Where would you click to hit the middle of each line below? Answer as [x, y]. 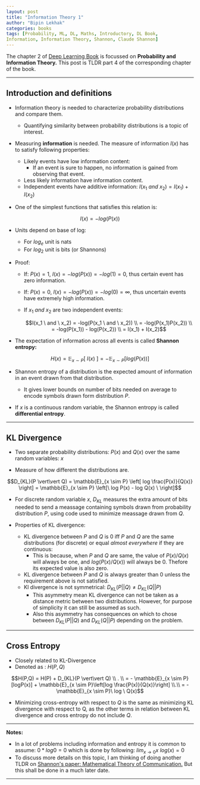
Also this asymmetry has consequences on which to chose [105, 614]
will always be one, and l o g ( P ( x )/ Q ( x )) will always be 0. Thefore [110, 562]
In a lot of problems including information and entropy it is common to [100, 744]
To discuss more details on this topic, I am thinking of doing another [98, 758]
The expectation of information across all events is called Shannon [97, 341]
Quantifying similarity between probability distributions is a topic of [106, 125]
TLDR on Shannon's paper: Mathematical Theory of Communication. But [104, 764]
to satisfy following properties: [52, 149]
